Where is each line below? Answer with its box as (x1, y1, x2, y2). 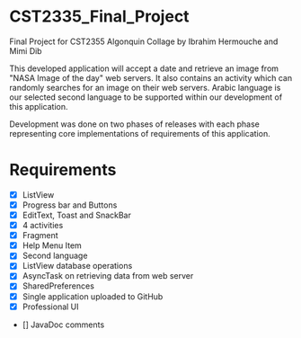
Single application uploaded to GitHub (22, 290, 164, 302)
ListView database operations (22, 261, 133, 271)
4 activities (22, 220, 64, 231)
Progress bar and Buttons (22, 200, 118, 210)
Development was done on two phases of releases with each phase (9, 119, 261, 129)
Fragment (22, 230, 58, 241)
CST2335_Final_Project (9, 6, 190, 27)
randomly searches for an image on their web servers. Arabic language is (9, 82, 281, 93)
